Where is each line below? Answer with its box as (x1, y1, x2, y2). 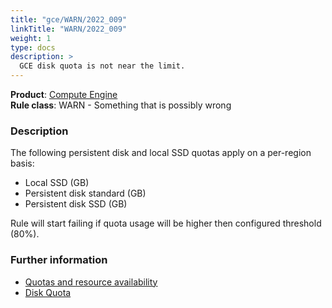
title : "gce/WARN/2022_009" (10, 14, 128, 25)
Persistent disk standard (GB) (24, 187, 147, 200)
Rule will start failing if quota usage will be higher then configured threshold (10, 217, 322, 230)
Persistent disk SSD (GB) (24, 198, 128, 210)
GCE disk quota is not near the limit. (19, 61, 186, 71)
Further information (10, 253, 108, 267)
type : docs (10, 42, 56, 53)
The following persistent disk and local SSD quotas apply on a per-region (10, 147, 312, 159)
